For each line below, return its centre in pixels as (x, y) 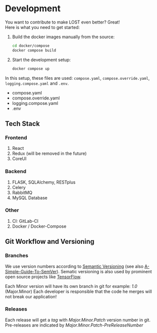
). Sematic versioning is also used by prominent (104, 271)
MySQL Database (30, 198)
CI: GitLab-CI (25, 221)
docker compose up (31, 69)
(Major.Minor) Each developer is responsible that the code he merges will (78, 291)
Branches (17, 256)
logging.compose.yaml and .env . (37, 83)
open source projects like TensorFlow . (43, 277)
